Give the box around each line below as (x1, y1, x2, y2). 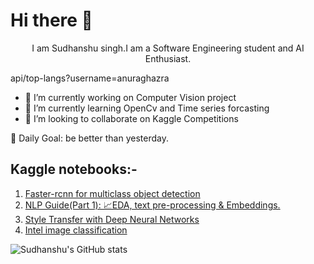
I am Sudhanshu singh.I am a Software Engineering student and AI (31, 42, 305, 54)
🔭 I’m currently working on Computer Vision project (24, 91, 237, 103)
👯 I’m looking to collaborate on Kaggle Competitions (24, 112, 239, 124)
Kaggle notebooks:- (10, 161, 138, 178)
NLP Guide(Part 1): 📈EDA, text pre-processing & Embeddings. (24, 199, 281, 211)
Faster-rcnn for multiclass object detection (24, 187, 201, 199)
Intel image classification (24, 224, 128, 236)
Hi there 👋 (10, 9, 93, 32)
